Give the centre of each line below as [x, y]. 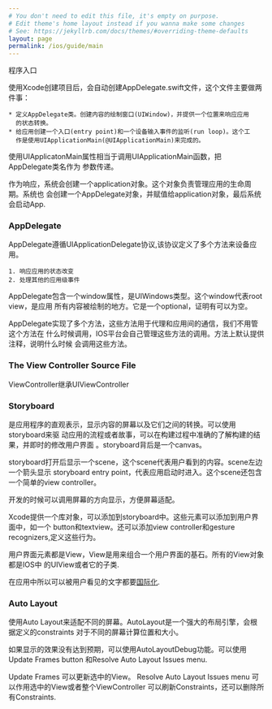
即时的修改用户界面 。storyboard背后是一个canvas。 [118, 445]
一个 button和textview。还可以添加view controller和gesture [136, 527]
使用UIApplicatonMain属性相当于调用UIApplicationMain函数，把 [115, 157]
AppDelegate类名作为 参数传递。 [63, 166]
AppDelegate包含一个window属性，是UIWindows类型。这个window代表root [135, 296]
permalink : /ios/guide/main [56, 46]
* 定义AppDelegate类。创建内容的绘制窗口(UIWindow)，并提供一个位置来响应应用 [129, 115]
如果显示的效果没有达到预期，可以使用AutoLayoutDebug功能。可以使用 [127, 650]
